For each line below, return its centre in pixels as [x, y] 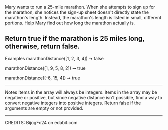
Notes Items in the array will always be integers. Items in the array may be [81, 92]
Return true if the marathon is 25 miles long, [75, 39]
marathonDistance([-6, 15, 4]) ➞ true [43, 78]
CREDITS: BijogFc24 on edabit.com [41, 122]
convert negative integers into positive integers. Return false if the [73, 103]
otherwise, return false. [43, 47]
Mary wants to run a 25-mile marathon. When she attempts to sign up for [80, 7]
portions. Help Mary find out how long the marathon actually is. [70, 23]
